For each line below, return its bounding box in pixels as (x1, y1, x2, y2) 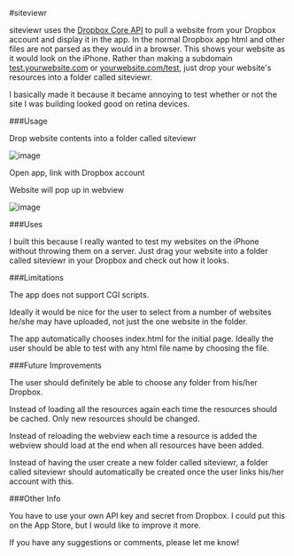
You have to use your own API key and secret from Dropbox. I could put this (9, 511, 286, 520)
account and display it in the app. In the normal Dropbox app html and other (9, 35, 285, 44)
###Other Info (9, 493, 61, 504)
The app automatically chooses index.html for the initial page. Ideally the (9, 333, 275, 344)
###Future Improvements (9, 360, 102, 370)
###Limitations (9, 273, 65, 282)
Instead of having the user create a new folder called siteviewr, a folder (9, 457, 268, 467)
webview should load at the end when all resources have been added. (9, 440, 265, 450)
